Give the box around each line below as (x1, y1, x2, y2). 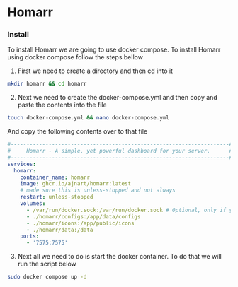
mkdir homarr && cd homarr (7, 81, 87, 88)
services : (7, 160, 37, 168)
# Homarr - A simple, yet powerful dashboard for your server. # (7, 148, 233, 155)
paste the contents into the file (17, 100, 108, 110)
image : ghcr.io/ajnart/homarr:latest (20, 180, 132, 187)
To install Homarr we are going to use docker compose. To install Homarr (7, 45, 221, 54)
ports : (20, 233, 40, 240)
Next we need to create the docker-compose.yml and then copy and (17, 93, 217, 102)
